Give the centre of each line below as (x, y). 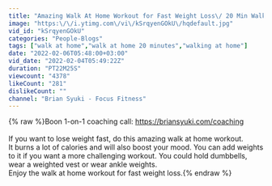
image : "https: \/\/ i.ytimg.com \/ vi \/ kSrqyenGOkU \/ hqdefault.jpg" (121, 23)
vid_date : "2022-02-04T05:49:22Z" (67, 61)
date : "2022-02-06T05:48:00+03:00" (68, 53)
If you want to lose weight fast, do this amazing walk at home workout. (126, 139)
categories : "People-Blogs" (56, 38)
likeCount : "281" (38, 83)
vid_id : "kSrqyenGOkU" (47, 31)
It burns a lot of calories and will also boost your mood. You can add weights (136, 147)
